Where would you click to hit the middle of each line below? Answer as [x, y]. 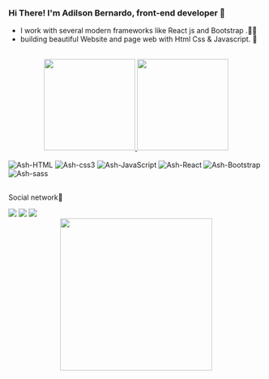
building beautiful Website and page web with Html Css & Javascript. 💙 [139, 39]
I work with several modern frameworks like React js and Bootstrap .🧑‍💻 [139, 31]
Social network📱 [36, 197]
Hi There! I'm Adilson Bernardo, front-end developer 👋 [117, 13]
